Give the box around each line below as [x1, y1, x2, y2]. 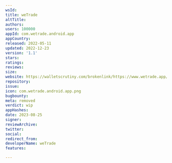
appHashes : [5, 108, 29, 113]
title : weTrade [5, 12, 38, 17]
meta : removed [5, 98, 36, 103]
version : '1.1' [5, 50, 38, 55]
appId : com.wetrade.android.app [5, 31, 74, 36]
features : [5, 146, 27, 151]
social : [5, 131, 22, 136]
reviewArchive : [5, 121, 38, 127]
